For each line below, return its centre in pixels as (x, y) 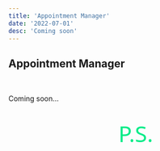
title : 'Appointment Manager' (59, 16)
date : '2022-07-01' (41, 23)
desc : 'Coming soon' (43, 31)
